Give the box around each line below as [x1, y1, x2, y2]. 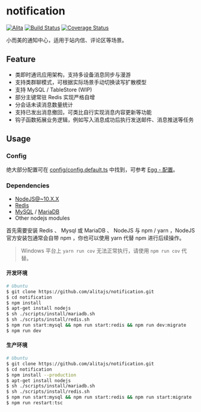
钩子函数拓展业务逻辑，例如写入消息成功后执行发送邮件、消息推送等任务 [14, 116, 194, 123]
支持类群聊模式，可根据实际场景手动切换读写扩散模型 [14, 78, 147, 85]
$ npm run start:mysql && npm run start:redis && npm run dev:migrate [6, 323, 187, 329]
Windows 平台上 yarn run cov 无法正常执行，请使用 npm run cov [20, 247, 181, 254]
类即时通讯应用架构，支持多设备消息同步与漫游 [14, 71, 131, 78]
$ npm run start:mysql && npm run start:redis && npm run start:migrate [6, 395, 192, 401]
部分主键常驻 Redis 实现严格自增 [14, 93, 95, 100]
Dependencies [6, 181, 50, 190]
